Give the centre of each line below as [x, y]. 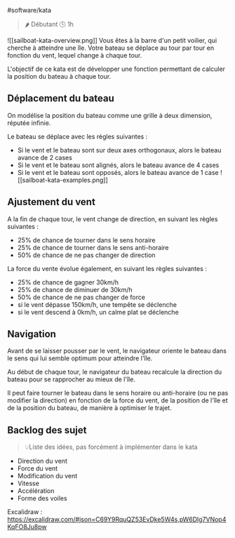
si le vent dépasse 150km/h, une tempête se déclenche [97, 304]
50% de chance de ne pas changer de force [81, 297]
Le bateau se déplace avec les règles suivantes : [78, 136]
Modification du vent [47, 476]
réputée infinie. [29, 123]
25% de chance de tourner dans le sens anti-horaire [93, 247]
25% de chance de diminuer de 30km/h [75, 289]
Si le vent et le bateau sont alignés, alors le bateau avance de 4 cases [118, 165]
